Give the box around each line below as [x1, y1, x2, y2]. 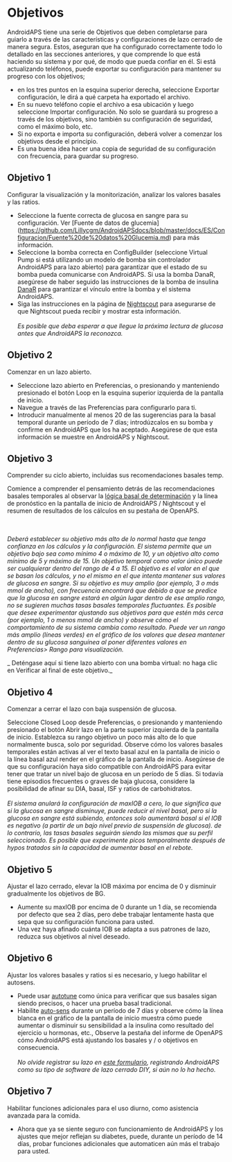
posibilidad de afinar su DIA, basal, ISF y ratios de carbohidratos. [7, 785, 193, 793]
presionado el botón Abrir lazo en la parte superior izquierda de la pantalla [7, 726, 220, 734]
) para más [168, 233, 200, 241]
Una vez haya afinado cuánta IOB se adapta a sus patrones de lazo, [17, 925, 211, 933]
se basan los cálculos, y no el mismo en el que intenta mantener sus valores [7, 572, 226, 580]
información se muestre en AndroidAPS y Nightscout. [17, 432, 170, 441]
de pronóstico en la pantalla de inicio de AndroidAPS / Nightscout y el [7, 499, 206, 508]
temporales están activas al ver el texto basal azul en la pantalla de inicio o [7, 748, 220, 756]
